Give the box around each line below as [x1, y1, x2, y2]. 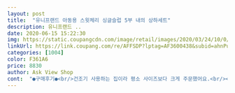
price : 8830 [7, 62, 42, 69]
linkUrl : [7, 43, 33, 50]
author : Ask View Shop [7, 69, 73, 76]
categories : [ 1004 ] [7, 50, 64, 57]
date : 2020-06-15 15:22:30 [7, 29, 86, 37]
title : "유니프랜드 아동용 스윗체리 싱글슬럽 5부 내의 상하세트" [7, 17, 171, 24]
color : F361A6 [7, 56, 49, 63]
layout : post [7, 10, 45, 17]
